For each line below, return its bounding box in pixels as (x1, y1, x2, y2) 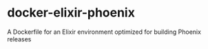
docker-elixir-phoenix (7, 5, 136, 21)
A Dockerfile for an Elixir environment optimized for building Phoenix (7, 28, 202, 36)
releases (7, 35, 32, 43)
